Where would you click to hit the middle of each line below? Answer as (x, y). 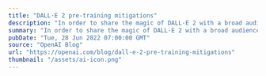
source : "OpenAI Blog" (46, 45)
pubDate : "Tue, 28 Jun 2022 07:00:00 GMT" (79, 38)
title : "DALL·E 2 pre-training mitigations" (83, 15)
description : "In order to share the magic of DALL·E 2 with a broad (125, 23)
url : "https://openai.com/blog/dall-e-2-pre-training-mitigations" (122, 52)
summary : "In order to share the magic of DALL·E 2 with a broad (118, 30)
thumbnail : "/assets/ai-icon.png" (65, 60)
